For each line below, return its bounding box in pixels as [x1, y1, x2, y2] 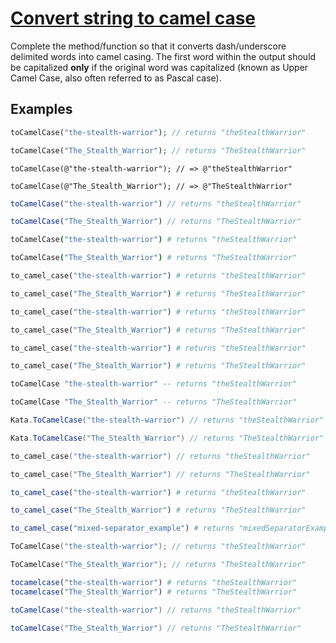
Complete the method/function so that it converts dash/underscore [10, 40, 287, 52]
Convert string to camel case [10, 7, 257, 30]
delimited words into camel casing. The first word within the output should [10, 50, 317, 62]
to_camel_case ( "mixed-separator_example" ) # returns [10, 523, 235, 534]
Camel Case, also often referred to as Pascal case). [10, 72, 222, 84]
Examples [10, 101, 73, 118]
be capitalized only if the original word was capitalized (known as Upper [10, 61, 309, 73]
